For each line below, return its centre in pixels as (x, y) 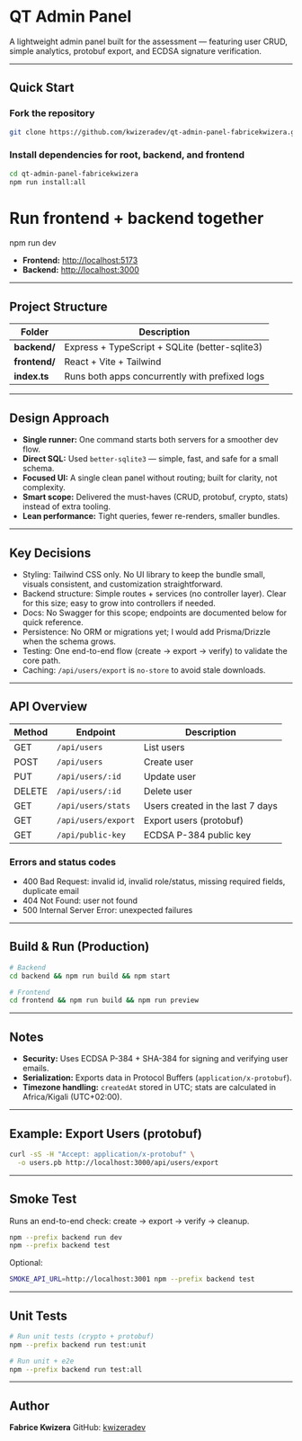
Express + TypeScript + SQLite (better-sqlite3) (164, 347)
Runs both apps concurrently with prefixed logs (164, 377)
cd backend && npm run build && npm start (90, 976)
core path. (41, 660)
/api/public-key (91, 835)
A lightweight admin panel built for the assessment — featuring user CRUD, (148, 41)
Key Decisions (50, 553)
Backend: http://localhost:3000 (80, 270)
